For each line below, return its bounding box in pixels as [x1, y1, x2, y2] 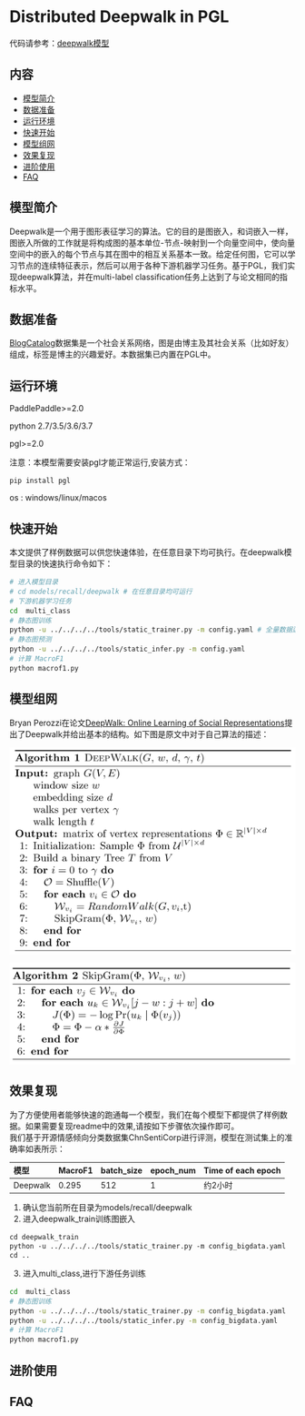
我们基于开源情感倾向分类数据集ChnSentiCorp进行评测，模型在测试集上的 [9, 1131, 285, 1143]
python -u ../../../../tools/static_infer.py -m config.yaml [9, 644, 246, 654]
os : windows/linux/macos [9, 492, 107, 503]
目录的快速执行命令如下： [16, 558, 113, 569]
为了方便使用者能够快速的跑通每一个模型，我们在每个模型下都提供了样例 [9, 1108, 280, 1120]
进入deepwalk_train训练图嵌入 [22, 1213, 136, 1224]
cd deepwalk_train [9, 1232, 79, 1241]
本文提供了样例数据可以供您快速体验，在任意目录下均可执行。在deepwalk [9, 547, 284, 557]
